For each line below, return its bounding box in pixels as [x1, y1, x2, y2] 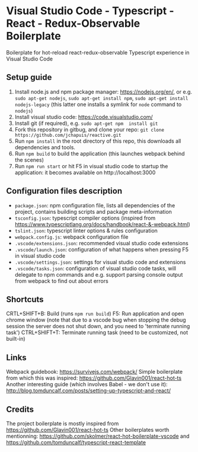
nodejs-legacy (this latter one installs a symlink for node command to [14, 101, 182, 108]
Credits [6, 404, 34, 414]
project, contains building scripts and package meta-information [14, 208, 172, 215]
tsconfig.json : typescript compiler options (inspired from [14, 214, 156, 222]
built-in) [6, 335, 25, 342]
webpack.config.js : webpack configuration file [14, 233, 129, 241]
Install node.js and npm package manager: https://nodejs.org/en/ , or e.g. [14, 88, 193, 95]
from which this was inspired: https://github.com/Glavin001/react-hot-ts [6, 374, 182, 382]
